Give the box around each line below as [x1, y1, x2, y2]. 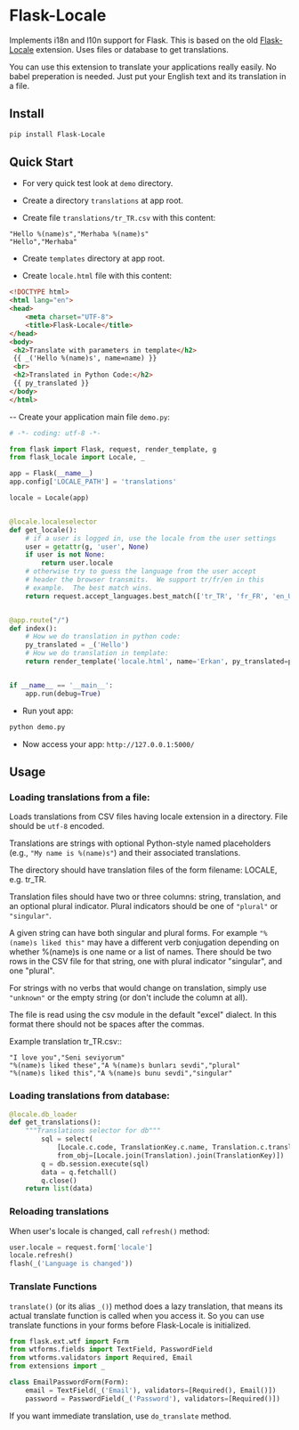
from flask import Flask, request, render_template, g [9, 444, 217, 454]
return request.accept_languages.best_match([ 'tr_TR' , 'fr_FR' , [25, 591, 269, 601]
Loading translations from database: [9, 1090, 171, 1102]
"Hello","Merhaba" [9, 238, 77, 247]
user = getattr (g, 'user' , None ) [25, 542, 149, 551]
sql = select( [41, 1134, 93, 1144]
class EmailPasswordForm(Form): [9, 1377, 129, 1387]
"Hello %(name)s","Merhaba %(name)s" [9, 230, 149, 239]
